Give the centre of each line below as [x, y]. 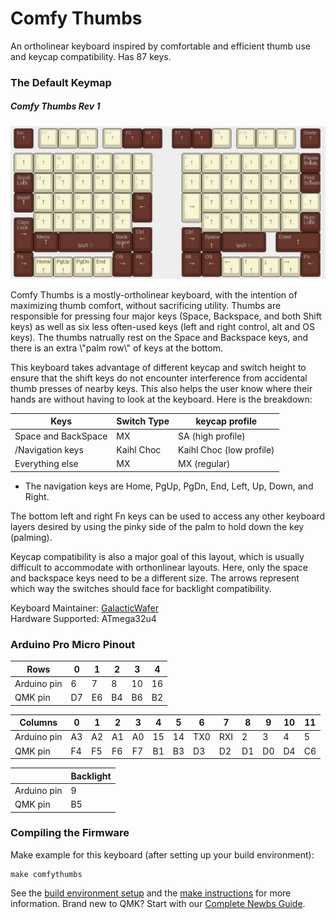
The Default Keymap [61, 82]
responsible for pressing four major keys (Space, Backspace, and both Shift [166, 316]
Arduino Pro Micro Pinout [73, 644]
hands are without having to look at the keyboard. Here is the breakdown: [161, 399]
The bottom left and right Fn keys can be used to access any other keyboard [167, 516]
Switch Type [143, 421]
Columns [38, 722]
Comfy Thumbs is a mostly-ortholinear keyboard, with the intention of [154, 294]
